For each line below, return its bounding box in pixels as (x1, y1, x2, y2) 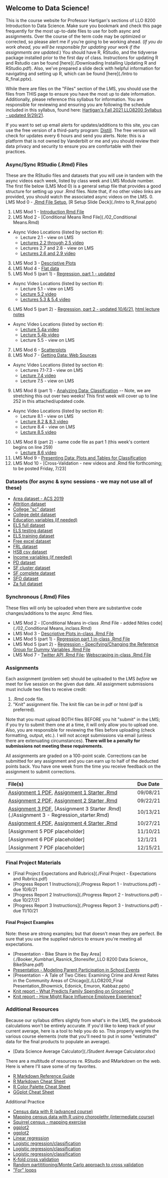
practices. (5, 148, 26, 154)
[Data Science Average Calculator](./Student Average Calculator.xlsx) (12, 1048, 156, 1054)
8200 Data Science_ (106, 956, 149, 962)
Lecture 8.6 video (20, 449, 57, 455)
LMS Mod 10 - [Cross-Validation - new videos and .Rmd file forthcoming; (12, 460, 163, 466)
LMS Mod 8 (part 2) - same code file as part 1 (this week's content (12, 439, 150, 445)
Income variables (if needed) (12, 554, 72, 560)
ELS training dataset (12, 533, 54, 539)
